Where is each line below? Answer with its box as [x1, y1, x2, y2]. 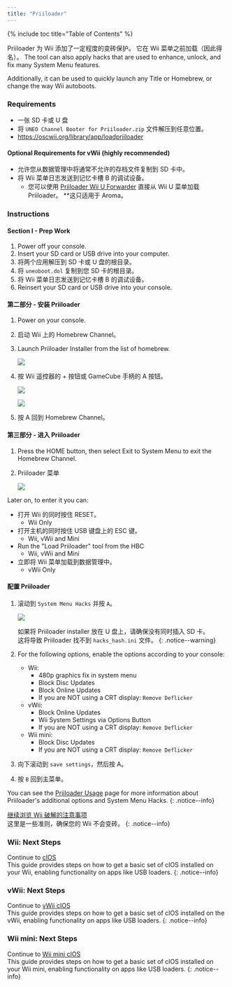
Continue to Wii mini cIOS [7, 950, 81, 958]
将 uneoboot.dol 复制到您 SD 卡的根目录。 [17, 267, 138, 275]
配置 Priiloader [7, 582, 50, 591]
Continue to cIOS [7, 853, 57, 862]
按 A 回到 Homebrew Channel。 [17, 413, 109, 422]
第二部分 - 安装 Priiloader [7, 300, 80, 308]
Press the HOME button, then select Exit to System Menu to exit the [17, 446, 212, 455]
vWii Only [27, 565, 56, 574]
